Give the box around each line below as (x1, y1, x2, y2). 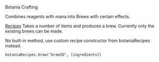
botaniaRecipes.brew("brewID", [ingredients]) (5, 52, 102, 57)
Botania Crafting (5, 4, 38, 10)
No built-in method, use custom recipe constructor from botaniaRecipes (5, 38, 150, 43)
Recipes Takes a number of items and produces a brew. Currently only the (5, 23, 155, 29)
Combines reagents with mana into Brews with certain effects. (5, 14, 131, 19)
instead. (5, 43, 22, 48)
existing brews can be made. (5, 28, 64, 34)
